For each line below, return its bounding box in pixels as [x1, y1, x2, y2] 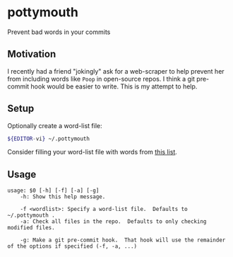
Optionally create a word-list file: [7, 121, 102, 130]
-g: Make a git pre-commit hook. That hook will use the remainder [20, 236, 226, 244]
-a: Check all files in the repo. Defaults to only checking [20, 218, 207, 225]
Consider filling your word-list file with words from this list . [7, 148, 178, 156]
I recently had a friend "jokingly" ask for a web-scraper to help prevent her [7, 67, 225, 75]
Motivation [7, 48, 56, 60]
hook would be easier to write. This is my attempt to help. [30, 82, 198, 91]
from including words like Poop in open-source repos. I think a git [7, 74, 196, 83]
